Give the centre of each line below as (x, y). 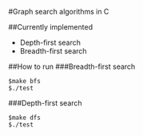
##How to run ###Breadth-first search (72, 66)
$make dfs (25, 118)
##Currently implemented (51, 27)
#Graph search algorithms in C (59, 12)
